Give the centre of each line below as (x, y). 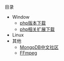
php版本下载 (33, 23)
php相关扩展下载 (37, 29)
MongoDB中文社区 (39, 47)
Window (21, 17)
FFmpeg (28, 53)
